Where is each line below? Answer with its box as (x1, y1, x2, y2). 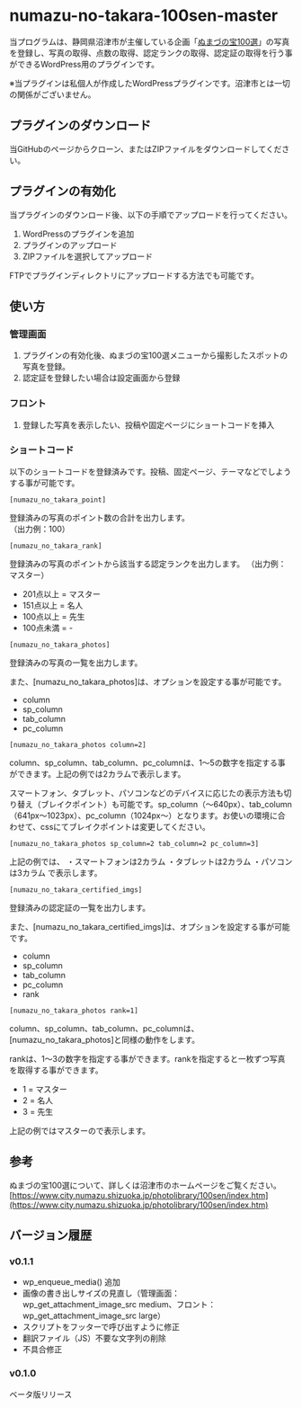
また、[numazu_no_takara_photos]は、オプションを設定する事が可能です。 (9, 676, 287, 687)
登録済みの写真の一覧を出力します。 (9, 657, 143, 668)
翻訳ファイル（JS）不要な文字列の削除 (22, 1332, 166, 1344)
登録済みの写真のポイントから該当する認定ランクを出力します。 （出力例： (9, 558, 287, 569)
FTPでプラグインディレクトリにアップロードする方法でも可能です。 (9, 270, 259, 281)
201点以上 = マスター (22, 588, 101, 599)
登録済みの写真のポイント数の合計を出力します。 (9, 512, 191, 522)
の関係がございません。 (9, 89, 96, 100)
